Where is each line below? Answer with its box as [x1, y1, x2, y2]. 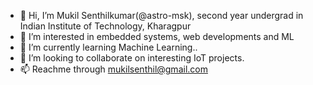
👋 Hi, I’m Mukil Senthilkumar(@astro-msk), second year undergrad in [19, 10, 304, 21]
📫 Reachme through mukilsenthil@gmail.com [19, 63, 208, 75]
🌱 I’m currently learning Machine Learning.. [19, 41, 198, 53]
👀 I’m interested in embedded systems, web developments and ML [19, 31, 295, 42]
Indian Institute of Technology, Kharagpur [19, 20, 192, 32]
